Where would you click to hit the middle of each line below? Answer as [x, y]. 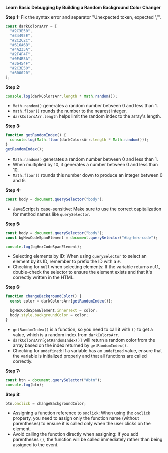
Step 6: [13, 287]
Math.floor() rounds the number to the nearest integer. [69, 111]
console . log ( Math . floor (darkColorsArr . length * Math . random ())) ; [79, 140]
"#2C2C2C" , [21, 40]
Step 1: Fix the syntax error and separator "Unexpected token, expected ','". [83, 17]
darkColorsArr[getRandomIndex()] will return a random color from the [84, 340]
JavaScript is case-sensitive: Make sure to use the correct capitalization [87, 209]
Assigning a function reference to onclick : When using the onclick [81, 413]
